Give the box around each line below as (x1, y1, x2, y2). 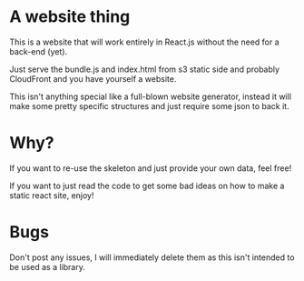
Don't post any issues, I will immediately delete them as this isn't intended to (9, 252, 295, 263)
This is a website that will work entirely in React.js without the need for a (9, 36, 279, 47)
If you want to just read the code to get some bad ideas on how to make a (9, 180, 285, 191)
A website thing (9, 6, 131, 27)
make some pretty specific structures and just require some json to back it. (9, 100, 289, 111)
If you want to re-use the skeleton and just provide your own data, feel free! (9, 162, 292, 174)
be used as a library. (9, 261, 86, 272)
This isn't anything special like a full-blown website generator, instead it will (9, 91, 292, 102)
